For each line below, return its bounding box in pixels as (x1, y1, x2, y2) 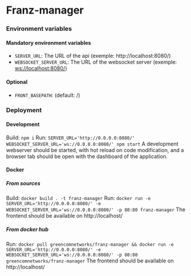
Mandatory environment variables (6, 39, 91, 46)
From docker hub (6, 225, 49, 233)
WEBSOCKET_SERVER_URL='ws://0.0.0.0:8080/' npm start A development (6, 140, 179, 147)
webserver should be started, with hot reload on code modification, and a (6, 146, 184, 153)
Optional (6, 78, 28, 86)
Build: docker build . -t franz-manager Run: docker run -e (6, 195, 151, 202)
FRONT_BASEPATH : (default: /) (14, 91, 81, 98)
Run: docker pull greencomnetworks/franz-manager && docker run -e (6, 241, 174, 248)
